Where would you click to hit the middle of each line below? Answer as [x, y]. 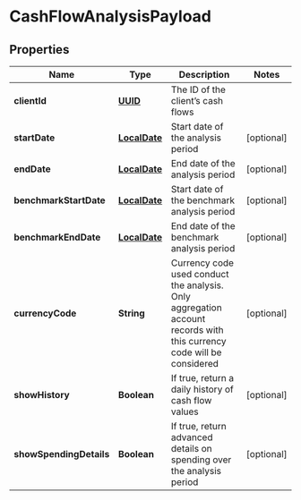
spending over [201, 460]
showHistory [42, 395]
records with [197, 330]
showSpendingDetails [62, 454]
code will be [196, 352]
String [131, 313]
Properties [39, 50]
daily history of [202, 389]
